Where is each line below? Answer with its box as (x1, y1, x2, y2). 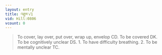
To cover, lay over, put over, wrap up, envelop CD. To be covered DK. (17, 34, 158, 40)
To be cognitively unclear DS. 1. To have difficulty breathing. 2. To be (17, 39, 158, 45)
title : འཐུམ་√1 (5, 12, 33, 17)
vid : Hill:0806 (5, 16, 37, 21)
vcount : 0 (5, 20, 26, 26)
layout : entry (5, 7, 35, 12)
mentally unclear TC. (17, 44, 60, 50)
